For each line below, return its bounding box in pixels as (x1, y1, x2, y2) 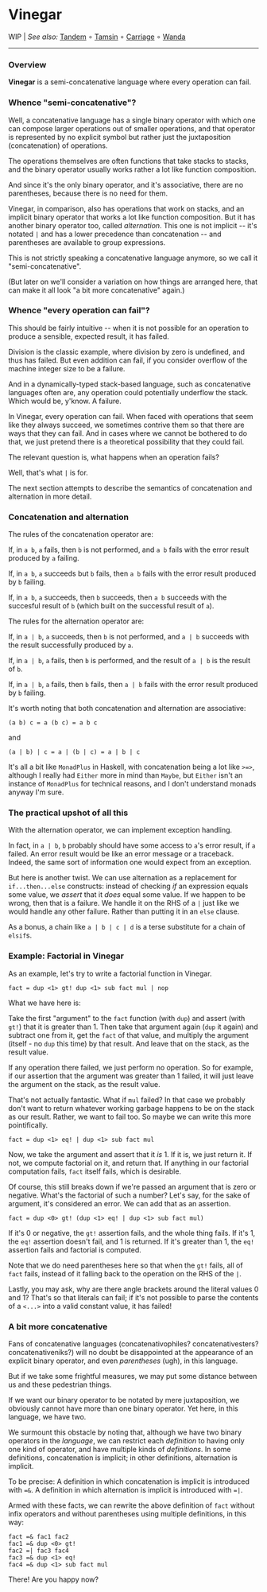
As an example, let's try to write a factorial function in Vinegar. (8, 969, 212, 978)
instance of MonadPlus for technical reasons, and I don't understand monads (8, 779, 257, 789)
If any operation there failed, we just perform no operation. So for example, (8, 1062, 253, 1072)
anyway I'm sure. (8, 787, 64, 797)
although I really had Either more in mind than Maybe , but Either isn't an (8, 771, 243, 780)
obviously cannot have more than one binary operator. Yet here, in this (8, 1404, 238, 1413)
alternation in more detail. (8, 491, 92, 501)
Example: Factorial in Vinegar (8, 950, 125, 961)
